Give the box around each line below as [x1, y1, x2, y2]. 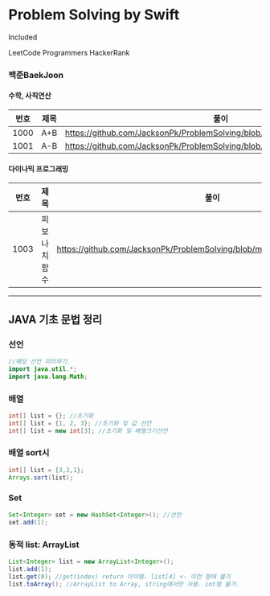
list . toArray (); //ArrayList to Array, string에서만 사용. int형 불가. [8, 580, 239, 588]
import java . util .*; [8, 364, 78, 373]
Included [8, 32, 38, 42]
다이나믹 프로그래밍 [8, 163, 69, 174]
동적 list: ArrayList [8, 539, 80, 550]
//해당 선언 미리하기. [8, 357, 71, 365]
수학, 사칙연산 [8, 91, 51, 101]
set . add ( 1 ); [8, 518, 48, 526]
